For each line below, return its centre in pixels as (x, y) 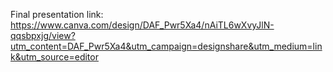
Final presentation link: (57, 14)
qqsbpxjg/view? (43, 35)
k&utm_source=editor (54, 57)
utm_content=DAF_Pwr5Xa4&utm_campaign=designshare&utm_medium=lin (166, 46)
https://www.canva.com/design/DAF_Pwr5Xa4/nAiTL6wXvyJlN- (142, 25)
